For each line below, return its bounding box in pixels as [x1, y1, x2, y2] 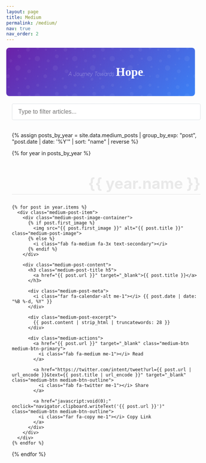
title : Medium [6, 14, 42, 20]
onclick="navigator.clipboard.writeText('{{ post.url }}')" [11, 404, 165, 410]
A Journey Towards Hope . [68, 65, 145, 79]
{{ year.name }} [87, 174, 201, 193]
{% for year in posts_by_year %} [11, 150, 91, 157]
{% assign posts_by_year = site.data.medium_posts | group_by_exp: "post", [11, 132, 196, 139]
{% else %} [28, 236, 55, 242]
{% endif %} [28, 246, 58, 252]
